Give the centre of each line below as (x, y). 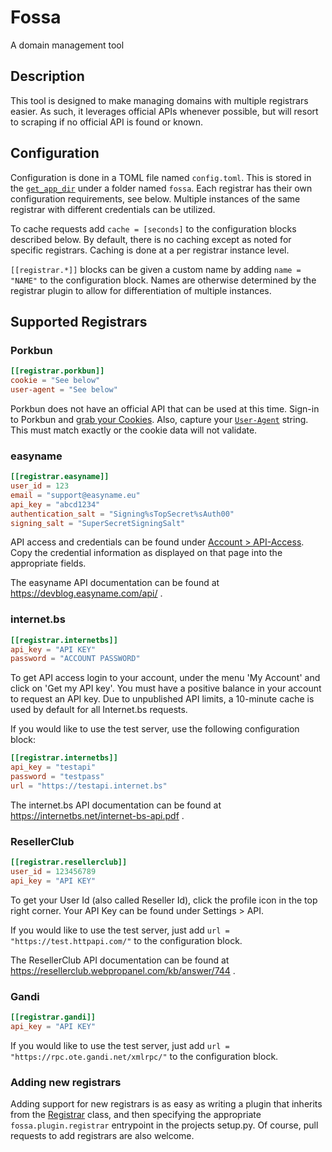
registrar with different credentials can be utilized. (113, 209)
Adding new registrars (66, 1082)
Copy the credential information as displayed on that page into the (146, 553)
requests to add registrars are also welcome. (102, 1136)
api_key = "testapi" (53, 767)
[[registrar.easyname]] (60, 477)
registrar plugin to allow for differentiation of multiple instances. (141, 290)
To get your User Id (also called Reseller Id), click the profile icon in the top (164, 900)
